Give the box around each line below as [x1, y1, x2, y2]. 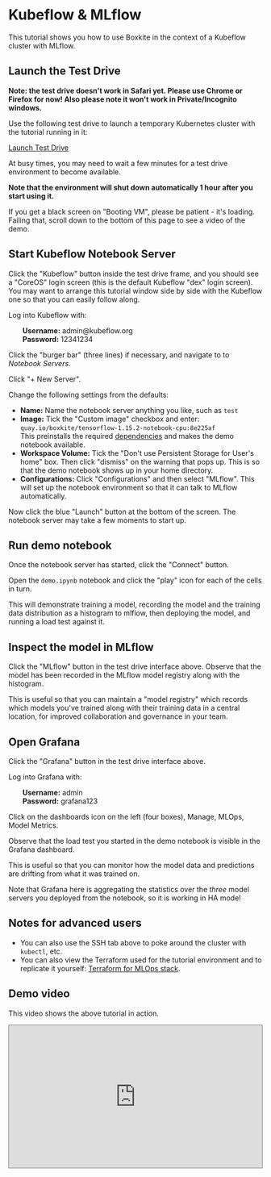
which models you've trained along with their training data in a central [8, 703, 240, 713]
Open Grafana [8, 735, 81, 749]
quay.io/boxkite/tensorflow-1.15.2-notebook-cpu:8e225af [19, 424, 216, 432]
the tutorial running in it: [8, 127, 88, 136]
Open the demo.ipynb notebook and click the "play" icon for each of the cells [8, 575, 262, 586]
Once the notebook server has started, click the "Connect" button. [8, 560, 230, 570]
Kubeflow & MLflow [8, 6, 142, 24]
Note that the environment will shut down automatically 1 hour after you [8, 182, 253, 192]
